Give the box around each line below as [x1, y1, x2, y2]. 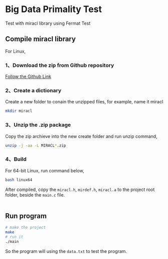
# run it [5, 234, 24, 240]
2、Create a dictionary [5, 87, 62, 94]
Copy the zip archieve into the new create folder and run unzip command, [5, 133, 157, 139]
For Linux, [5, 48, 26, 54]
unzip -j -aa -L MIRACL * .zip [5, 143, 66, 148]
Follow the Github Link [5, 74, 52, 80]
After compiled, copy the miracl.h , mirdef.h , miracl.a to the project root [5, 186, 155, 192]
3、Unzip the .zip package [5, 121, 71, 128]
